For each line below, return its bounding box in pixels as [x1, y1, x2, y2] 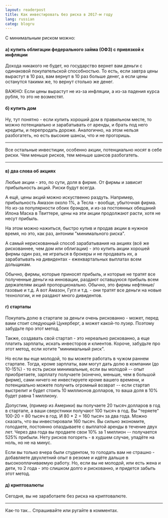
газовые [5, 287, 23, 293]
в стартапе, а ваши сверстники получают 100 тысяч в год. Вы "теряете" [5, 408, 159, 414]
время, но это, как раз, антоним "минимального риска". [5, 230, 125, 236]
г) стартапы [5, 303, 31, 310]
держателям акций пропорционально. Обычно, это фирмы [5, 281, 131, 287]
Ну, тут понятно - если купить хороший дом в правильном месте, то [5, 116, 152, 122]
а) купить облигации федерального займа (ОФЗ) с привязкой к [5, 46, 144, 52]
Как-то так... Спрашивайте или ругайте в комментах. [5, 507, 118, 513]
